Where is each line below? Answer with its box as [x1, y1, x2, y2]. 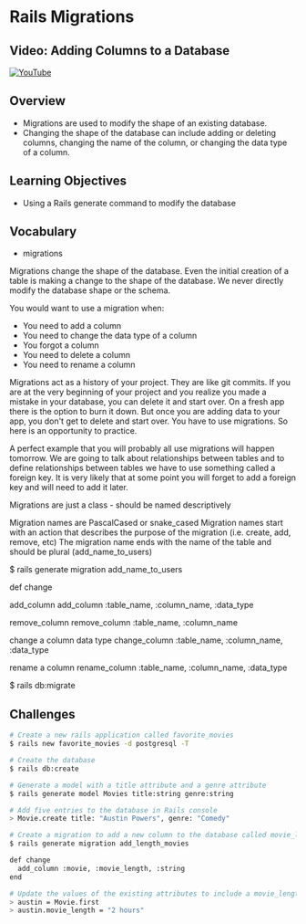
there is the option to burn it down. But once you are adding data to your [9, 406, 280, 417]
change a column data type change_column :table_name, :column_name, [9, 635, 283, 646]
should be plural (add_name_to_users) [9, 546, 153, 558]
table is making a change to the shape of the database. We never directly [9, 276, 284, 287]
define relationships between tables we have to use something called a [9, 463, 276, 474]
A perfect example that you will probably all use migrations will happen [9, 443, 275, 454]
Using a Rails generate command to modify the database [22, 197, 237, 208]
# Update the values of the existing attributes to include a [9, 888, 250, 898]
